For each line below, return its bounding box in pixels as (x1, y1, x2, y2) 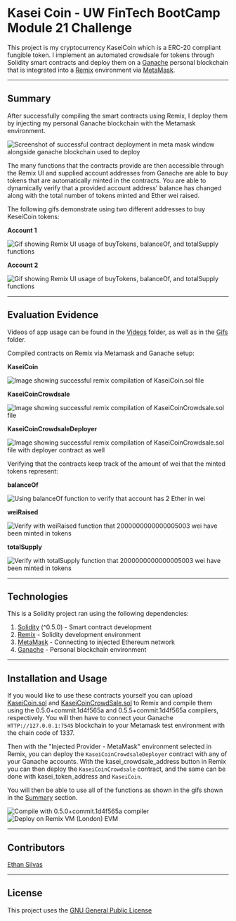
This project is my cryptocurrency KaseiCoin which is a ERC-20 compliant (7, 43, 221, 51)
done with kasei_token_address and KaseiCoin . (7, 772, 143, 781)
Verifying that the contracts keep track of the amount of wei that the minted (7, 459, 226, 468)
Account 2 (7, 261, 39, 269)
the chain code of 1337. (7, 729, 75, 737)
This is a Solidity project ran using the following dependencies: (7, 610, 190, 618)
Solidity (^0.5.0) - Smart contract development (17, 623, 152, 631)
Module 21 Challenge (7, 20, 132, 36)
